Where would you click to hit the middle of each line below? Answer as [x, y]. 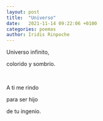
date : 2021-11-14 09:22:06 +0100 [52, 23]
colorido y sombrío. [31, 64]
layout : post [23, 12]
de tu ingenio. [24, 111]
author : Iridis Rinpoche [38, 35]
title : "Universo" [31, 18]
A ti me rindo [22, 88]
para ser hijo [22, 100]
